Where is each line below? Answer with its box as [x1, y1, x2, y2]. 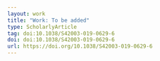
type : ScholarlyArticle [7, 23, 78, 30]
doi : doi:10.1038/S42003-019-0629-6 [7, 36, 115, 43]
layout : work [7, 10, 46, 18]
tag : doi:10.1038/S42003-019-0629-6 [7, 29, 115, 37]
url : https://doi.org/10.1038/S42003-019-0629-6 [7, 43, 153, 50]
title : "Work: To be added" [7, 17, 90, 24]
